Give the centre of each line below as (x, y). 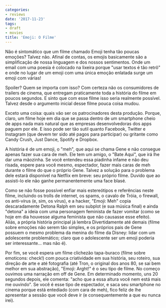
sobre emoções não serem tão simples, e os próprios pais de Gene (74, 227)
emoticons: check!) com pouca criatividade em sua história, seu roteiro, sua (83, 258)
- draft (13, 28)
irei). (10, 300)
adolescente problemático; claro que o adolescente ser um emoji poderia (80, 238)
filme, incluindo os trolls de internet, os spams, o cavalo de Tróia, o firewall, (82, 195)
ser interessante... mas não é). (36, 243)
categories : (17, 10)
